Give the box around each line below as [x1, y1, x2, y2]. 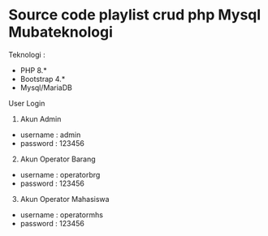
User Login [8, 98, 45, 108]
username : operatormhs [19, 209, 104, 220]
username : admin [19, 130, 81, 139]
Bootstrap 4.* [19, 74, 66, 84]
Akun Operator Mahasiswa [19, 194, 110, 204]
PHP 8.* [19, 65, 47, 75]
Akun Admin [19, 114, 62, 123]
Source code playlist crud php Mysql [8, 6, 262, 24]
